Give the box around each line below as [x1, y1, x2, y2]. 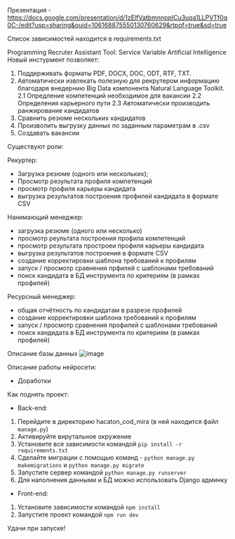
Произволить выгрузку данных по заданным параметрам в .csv [17, 121, 210, 129]
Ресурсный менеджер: [7, 293, 76, 300]
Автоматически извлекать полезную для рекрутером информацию [17, 76, 220, 85]
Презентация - [7, 6, 51, 14]
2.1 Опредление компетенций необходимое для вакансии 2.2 [17, 91, 202, 100]
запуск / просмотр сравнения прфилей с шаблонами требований [17, 264, 214, 272]
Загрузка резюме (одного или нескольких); [17, 170, 149, 178]
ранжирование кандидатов [17, 107, 100, 114]
